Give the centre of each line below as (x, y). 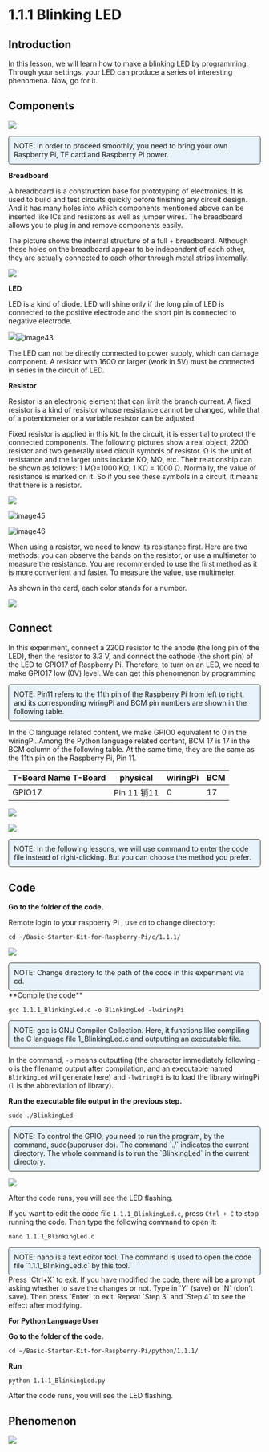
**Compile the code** (46, 995)
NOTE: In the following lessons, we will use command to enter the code (131, 848)
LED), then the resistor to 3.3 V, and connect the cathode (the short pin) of (131, 656)
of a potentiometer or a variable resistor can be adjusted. (102, 418)
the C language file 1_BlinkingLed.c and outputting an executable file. (128, 1039)
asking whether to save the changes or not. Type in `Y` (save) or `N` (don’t (131, 1288)
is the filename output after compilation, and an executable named (124, 1068)
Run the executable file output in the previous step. (95, 1101)
